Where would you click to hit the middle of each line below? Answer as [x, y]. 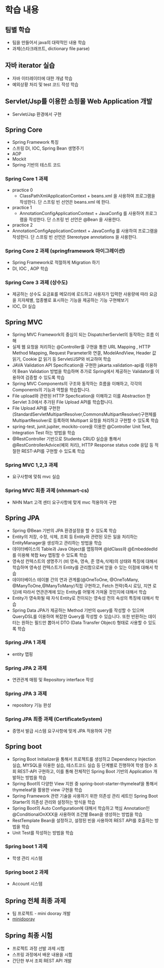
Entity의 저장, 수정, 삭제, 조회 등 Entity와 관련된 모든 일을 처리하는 [75, 537]
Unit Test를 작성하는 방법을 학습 [43, 833]
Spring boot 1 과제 [26, 846]
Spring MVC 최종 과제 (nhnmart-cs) [47, 490]
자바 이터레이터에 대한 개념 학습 [42, 78]
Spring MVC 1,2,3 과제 [31, 465]
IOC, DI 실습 [24, 306]
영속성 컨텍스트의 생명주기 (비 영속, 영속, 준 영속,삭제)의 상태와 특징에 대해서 [85, 561]
